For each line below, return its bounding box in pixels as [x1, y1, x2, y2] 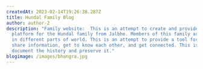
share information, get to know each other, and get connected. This [11, 43, 190, 49]
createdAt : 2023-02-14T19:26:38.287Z [6, 8, 101, 15]
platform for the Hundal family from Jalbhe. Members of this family [11, 31, 190, 37]
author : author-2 [6, 20, 50, 26]
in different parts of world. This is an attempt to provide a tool [11, 37, 188, 43]
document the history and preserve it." [11, 48, 115, 54]
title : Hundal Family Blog [6, 14, 74, 20]
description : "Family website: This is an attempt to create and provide [6, 25, 199, 32]
